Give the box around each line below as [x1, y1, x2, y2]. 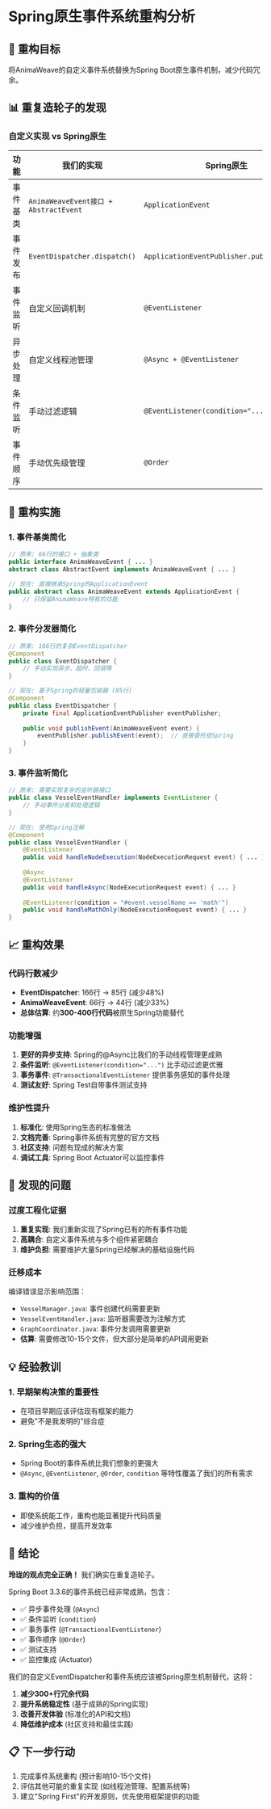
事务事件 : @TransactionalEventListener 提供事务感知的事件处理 [19, 1070, 231, 1079]
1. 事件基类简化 [8, 532, 67, 542]
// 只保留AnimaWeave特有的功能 [23, 595, 119, 603]
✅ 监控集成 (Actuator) [19, 1654, 93, 1664]
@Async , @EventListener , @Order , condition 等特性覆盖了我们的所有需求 [19, 1468, 253, 1479]
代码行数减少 [8, 967, 59, 978]
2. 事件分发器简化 [8, 623, 77, 634]
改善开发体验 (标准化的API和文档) [19, 1709, 131, 1719]
